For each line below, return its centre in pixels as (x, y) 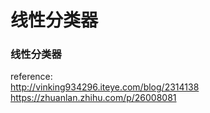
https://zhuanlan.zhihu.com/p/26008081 (93, 98)
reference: (31, 77)
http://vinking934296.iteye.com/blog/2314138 (105, 87)
